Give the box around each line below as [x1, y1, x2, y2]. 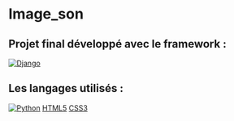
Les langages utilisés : [8, 81, 123, 95]
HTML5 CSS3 [41, 102, 88, 113]
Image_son [8, 5, 84, 23]
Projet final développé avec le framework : [8, 37, 227, 51]
